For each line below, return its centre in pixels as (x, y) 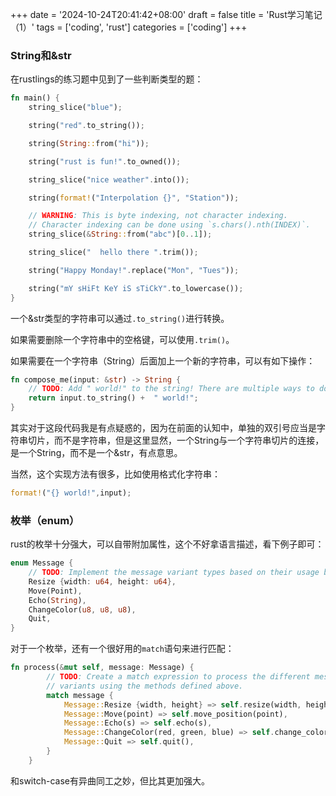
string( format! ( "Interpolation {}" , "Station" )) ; (134, 198)
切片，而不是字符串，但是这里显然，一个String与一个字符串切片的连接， (176, 440)
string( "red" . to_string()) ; (86, 126)
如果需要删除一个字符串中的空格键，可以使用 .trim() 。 (122, 339)
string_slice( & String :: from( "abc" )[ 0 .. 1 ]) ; (120, 234)
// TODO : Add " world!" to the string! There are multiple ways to (171, 389)
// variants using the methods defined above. (145, 686)
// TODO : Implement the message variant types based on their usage (174, 573)
